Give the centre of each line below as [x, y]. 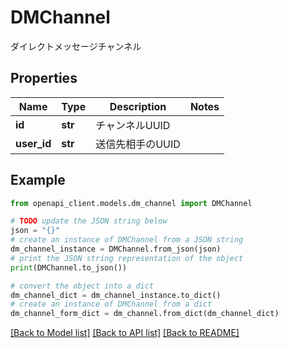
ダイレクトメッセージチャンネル [76, 46]
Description [138, 106]
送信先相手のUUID [138, 144]
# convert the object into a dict [82, 286]
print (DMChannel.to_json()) [69, 267]
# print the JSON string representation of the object [127, 258]
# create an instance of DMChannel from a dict [111, 304]
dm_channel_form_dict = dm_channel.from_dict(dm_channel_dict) [145, 314]
